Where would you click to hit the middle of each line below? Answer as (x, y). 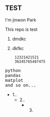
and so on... (21, 85)
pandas (13, 75)
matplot (14, 80)
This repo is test (21, 29)
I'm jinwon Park (21, 20)
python (13, 70)
